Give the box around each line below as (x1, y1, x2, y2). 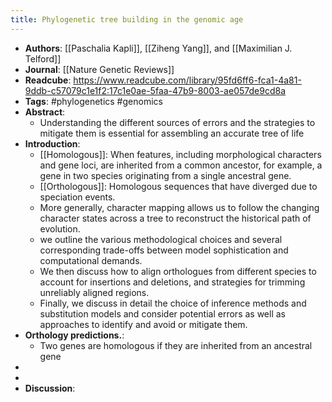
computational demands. (39, 254, 143, 266)
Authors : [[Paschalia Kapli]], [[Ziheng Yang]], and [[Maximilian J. (24, 42, 293, 54)
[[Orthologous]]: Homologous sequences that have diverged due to (39, 180, 318, 192)
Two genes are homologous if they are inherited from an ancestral (39, 339, 313, 351)
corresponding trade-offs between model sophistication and (39, 244, 289, 256)
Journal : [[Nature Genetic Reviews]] (24, 63, 175, 75)
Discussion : (24, 382, 76, 394)
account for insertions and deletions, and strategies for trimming (39, 276, 306, 288)
